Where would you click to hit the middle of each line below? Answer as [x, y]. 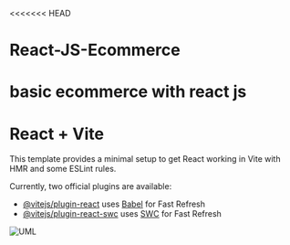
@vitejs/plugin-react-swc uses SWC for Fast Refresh [122, 214]
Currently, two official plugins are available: [91, 186]
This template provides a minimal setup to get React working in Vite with [145, 159]
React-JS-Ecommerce [95, 50]
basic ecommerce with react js [128, 92]
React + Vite [57, 134]
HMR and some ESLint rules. [63, 169]
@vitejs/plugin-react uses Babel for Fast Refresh [114, 204]
